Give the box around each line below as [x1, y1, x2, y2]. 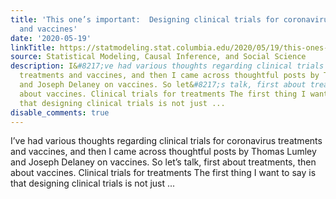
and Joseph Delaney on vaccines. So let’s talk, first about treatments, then [10, 156, 317, 168]
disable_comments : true [10, 107, 110, 118]
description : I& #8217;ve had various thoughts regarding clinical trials [10, 61, 325, 71]
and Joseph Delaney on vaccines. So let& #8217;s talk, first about [19, 80, 307, 90]
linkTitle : [10, 42, 56, 53]
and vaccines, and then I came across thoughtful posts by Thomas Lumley [10, 146, 317, 158]
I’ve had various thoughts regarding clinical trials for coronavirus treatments [10, 135, 323, 147]
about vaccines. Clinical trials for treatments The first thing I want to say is [10, 167, 317, 179]
